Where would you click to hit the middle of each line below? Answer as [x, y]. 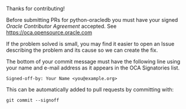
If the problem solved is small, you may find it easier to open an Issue [90, 44]
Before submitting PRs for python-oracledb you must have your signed [92, 20]
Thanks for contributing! [35, 9]
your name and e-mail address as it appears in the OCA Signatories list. [93, 68]
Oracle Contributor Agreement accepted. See [61, 26]
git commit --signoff [33, 100]
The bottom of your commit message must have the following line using [93, 62]
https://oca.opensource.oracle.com [49, 32]
